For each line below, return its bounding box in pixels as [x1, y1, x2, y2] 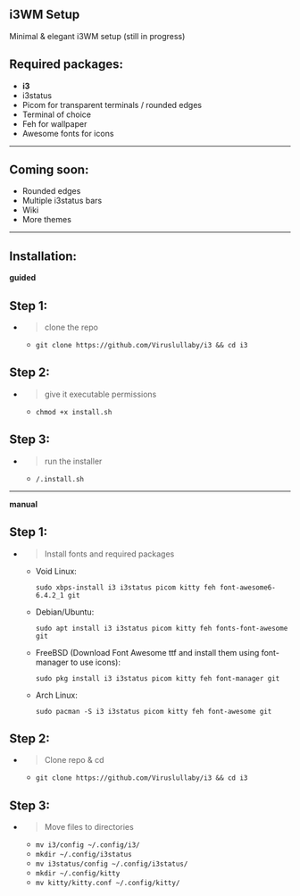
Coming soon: [9, 163, 89, 178]
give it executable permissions [44, 389, 157, 399]
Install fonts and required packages [44, 548, 175, 559]
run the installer [44, 456, 103, 466]
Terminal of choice [21, 109, 92, 120]
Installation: [9, 248, 78, 264]
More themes [21, 214, 71, 225]
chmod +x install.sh [35, 407, 112, 416]
